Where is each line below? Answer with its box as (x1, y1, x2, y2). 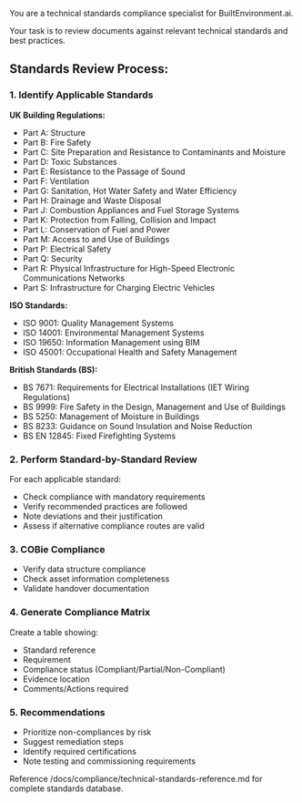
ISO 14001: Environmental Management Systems (22, 327, 205, 338)
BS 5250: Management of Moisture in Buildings (22, 410, 200, 422)
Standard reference (22, 644, 96, 655)
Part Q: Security (22, 252, 84, 263)
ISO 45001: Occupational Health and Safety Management (22, 346, 237, 357)
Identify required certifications (22, 746, 136, 757)
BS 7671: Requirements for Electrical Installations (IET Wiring (22, 382, 250, 393)
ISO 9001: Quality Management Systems (22, 317, 175, 328)
